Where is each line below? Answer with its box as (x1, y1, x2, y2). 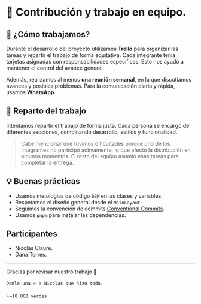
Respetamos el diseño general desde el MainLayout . (14, 198, 142, 206)
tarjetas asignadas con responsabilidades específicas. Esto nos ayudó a (6, 58, 184, 65)
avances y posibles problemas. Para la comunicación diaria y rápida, (6, 82, 175, 89)
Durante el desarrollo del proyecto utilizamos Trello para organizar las (6, 45, 178, 52)
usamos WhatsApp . (6, 89, 56, 95)
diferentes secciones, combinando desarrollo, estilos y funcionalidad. (6, 128, 178, 136)
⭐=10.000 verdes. (6, 293, 50, 299)
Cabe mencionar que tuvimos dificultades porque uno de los (20, 140, 170, 147)
